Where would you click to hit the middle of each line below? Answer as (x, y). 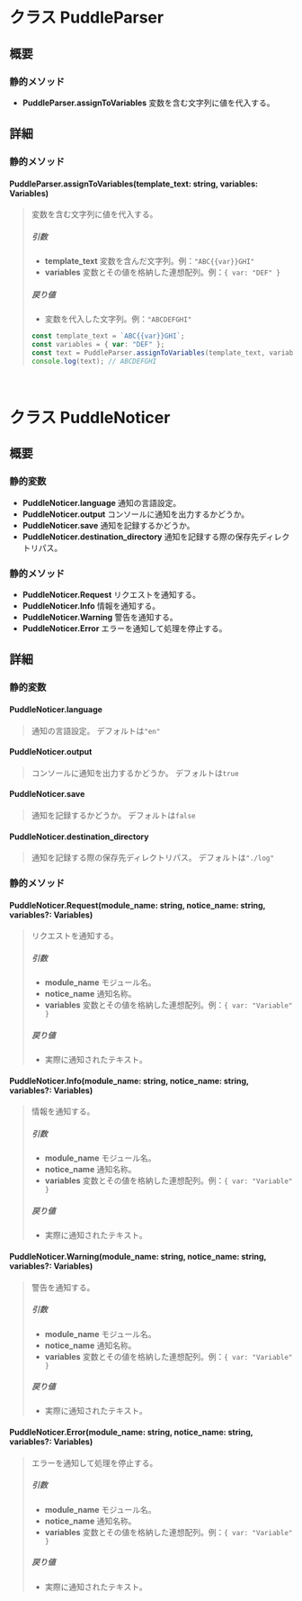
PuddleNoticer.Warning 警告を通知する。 (100, 617)
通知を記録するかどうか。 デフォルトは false (113, 815)
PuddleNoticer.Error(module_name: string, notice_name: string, (131, 1433)
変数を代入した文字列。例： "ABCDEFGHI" (118, 319)
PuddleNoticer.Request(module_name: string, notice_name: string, (138, 905)
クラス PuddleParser (87, 18)
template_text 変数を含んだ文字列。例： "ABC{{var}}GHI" (150, 261)
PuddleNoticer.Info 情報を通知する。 (91, 606)
